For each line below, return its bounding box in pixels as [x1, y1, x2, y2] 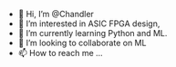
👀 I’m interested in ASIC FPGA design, [17, 18, 160, 29]
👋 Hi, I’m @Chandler [17, 9, 94, 19]
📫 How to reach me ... [17, 48, 103, 58]
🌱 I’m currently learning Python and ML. [17, 28, 168, 38]
